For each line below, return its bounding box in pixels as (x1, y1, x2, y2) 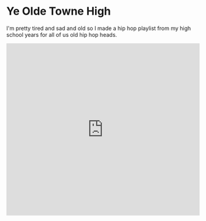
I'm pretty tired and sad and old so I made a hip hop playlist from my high (6, 24, 191, 32)
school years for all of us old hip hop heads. (6, 31, 118, 38)
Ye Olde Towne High (6, 4, 112, 18)
